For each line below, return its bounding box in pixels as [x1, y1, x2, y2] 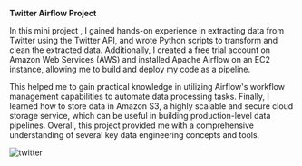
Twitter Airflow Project [9, 8, 97, 18]
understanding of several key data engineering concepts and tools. [9, 130, 260, 140]
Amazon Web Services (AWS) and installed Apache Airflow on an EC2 [9, 54, 270, 64]
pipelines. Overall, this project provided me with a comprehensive [9, 120, 254, 131]
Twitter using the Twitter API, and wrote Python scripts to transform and [9, 35, 278, 45]
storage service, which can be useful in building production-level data [9, 111, 271, 121]
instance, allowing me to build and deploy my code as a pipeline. [9, 63, 251, 74]
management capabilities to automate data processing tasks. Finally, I [9, 91, 269, 102]
